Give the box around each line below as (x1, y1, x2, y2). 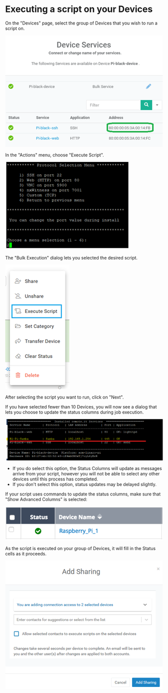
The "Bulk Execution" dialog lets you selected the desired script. (5, 255, 138, 261)
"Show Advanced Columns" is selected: (5, 496, 87, 502)
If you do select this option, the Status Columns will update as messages (12, 465, 162, 471)
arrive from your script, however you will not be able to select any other (12, 471, 160, 477)
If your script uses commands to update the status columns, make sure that (5, 491, 161, 497)
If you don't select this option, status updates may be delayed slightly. (12, 481, 156, 487)
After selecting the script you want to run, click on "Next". (5, 394, 124, 400)
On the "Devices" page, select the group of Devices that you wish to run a (5, 20, 157, 26)
